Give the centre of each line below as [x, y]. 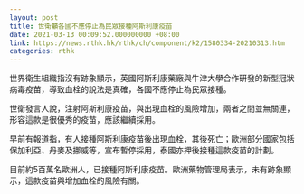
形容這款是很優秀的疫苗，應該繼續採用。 [85, 120]
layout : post [34, 18]
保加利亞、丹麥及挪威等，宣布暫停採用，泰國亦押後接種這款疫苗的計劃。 [144, 151]
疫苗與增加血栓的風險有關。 [92, 180]
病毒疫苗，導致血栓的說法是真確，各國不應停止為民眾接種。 [120, 89]
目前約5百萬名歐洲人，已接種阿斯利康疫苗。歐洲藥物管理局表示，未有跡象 [147, 170]
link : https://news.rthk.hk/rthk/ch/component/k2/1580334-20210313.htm [147, 43]
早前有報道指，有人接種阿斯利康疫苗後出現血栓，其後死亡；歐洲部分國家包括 [152, 139]
